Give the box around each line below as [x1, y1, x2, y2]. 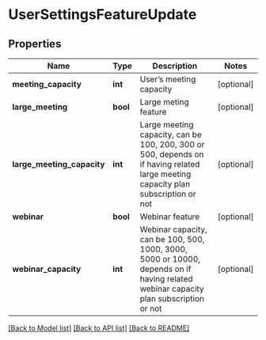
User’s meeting [139, 74, 196, 85]
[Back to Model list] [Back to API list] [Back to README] [8, 323, 190, 333]
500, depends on [139, 149, 204, 160]
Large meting [139, 96, 189, 108]
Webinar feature [139, 211, 200, 222]
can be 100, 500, [139, 234, 205, 244]
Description [152, 61, 198, 71]
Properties [8, 37, 62, 51]
